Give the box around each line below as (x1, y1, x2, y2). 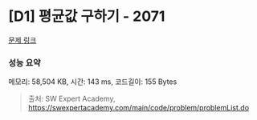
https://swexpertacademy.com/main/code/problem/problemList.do (27, 103, 250, 113)
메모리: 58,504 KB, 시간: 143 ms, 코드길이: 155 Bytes (8, 77, 177, 86)
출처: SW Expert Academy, (27, 94, 116, 104)
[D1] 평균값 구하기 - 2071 (8, 7, 165, 26)
